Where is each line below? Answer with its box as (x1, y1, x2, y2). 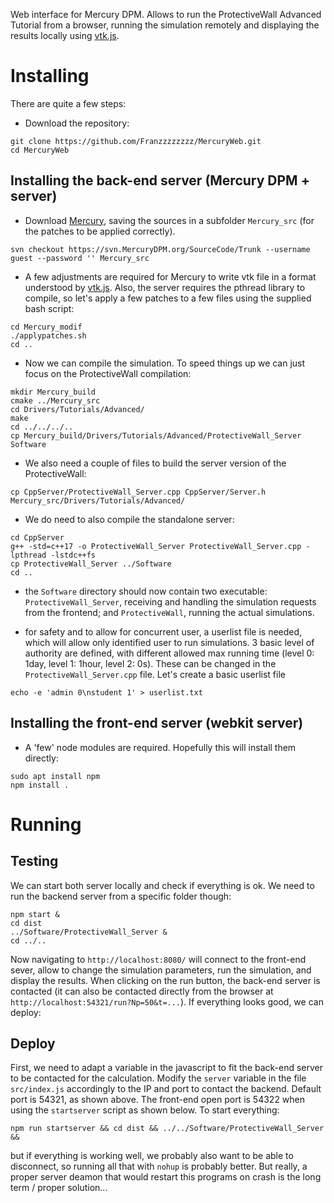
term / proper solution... (10, 1182, 108, 1194)
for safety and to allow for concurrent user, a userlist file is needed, (24, 625, 303, 638)
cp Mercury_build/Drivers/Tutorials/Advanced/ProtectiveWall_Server (10, 430, 302, 441)
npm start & (10, 909, 60, 919)
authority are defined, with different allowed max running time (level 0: (24, 647, 315, 659)
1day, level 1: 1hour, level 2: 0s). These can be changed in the (24, 657, 277, 669)
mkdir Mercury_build (10, 387, 97, 397)
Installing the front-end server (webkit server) (10, 715, 304, 732)
